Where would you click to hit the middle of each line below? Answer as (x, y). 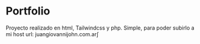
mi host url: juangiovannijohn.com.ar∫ (52, 34)
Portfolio (28, 11)
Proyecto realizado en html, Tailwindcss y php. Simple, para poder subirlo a (100, 28)
